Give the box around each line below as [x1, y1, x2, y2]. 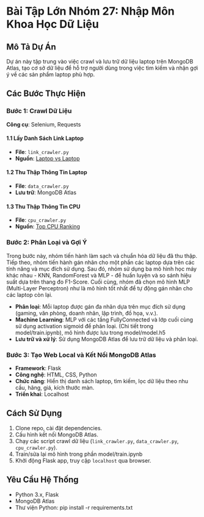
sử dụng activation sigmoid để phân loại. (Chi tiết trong [15, 322, 154, 329]
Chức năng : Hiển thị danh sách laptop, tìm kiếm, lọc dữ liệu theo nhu [15, 377, 188, 384]
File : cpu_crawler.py [15, 216, 67, 224]
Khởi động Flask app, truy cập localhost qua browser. [15, 457, 151, 464]
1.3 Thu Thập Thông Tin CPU [6, 203, 81, 210]
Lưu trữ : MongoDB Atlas [15, 189, 77, 196]
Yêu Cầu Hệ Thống [6, 475, 79, 485]
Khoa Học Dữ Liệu [6, 17, 99, 31]
